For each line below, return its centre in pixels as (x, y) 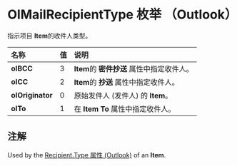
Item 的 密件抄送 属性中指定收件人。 (134, 68)
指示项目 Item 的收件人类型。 (50, 36)
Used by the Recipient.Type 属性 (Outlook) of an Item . (87, 155)
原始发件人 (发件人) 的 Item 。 (123, 95)
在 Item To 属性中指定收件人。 (125, 109)
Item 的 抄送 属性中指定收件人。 (127, 82)
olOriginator (32, 95)
